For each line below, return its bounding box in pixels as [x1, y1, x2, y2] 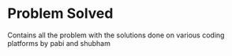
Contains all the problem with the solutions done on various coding [7, 30, 225, 40]
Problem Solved [7, 5, 114, 23]
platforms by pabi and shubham [7, 38, 111, 47]
